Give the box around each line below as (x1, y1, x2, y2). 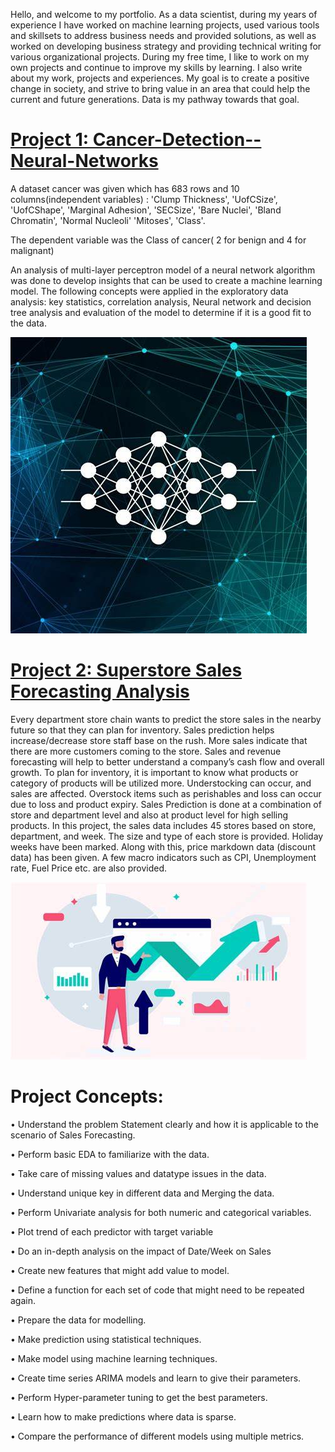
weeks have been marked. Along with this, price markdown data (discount (10, 840, 316, 853)
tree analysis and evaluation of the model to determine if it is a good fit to (10, 306, 312, 318)
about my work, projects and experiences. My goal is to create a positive (10, 72, 310, 84)
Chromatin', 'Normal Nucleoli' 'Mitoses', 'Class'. (10, 214, 206, 226)
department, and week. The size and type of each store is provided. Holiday (10, 830, 324, 842)
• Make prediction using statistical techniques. (10, 1333, 202, 1345)
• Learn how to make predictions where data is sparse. (10, 1410, 237, 1423)
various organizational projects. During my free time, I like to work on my (10, 51, 310, 63)
